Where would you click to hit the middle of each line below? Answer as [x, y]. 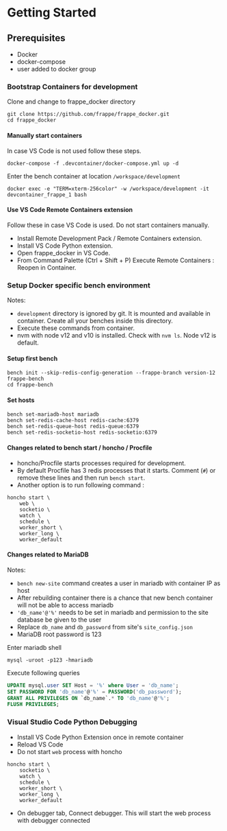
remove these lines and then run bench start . [81, 478]
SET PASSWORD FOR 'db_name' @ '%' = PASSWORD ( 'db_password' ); [95, 692]
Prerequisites [36, 38]
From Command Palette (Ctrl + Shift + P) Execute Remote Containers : [116, 260]
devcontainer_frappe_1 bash [47, 195]
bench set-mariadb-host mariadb [53, 414]
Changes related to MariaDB [48, 554]
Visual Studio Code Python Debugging [72, 722]
